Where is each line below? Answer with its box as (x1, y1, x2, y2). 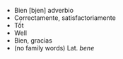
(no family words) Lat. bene (13, 44, 95, 52)
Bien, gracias (13, 36, 53, 45)
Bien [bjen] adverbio (13, 6, 74, 14)
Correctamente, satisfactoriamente (13, 14, 117, 22)
